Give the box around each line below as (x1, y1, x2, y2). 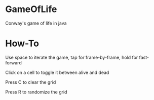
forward (5, 59, 22, 66)
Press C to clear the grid (5, 79, 56, 85)
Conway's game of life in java (5, 20, 67, 26)
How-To (5, 38, 40, 49)
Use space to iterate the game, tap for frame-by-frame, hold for (5, 54, 138, 60)
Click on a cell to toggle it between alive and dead (5, 69, 109, 75)
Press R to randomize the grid (5, 89, 67, 95)
